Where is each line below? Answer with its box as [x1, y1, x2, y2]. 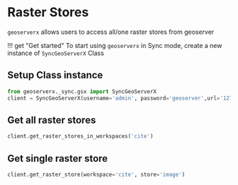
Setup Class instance [7, 69, 103, 81]
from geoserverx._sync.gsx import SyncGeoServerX [7, 88, 157, 95]
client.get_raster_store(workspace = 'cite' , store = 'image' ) [7, 171, 186, 178]
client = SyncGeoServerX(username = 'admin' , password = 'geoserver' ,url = [7, 95, 220, 102]
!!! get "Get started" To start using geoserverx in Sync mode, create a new [7, 41, 222, 49]
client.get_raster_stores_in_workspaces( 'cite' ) [7, 133, 154, 140]
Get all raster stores [7, 114, 96, 126]
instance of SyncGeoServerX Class [7, 49, 104, 57]
